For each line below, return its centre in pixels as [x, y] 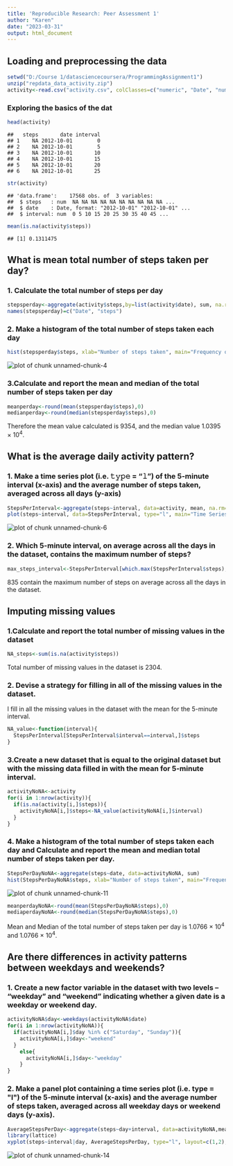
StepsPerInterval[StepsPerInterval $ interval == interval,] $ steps [106, 736]
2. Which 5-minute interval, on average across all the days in [112, 546]
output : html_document [40, 33]
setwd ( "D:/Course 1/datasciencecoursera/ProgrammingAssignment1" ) [105, 77]
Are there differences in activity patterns [97, 957]
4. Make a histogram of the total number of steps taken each [111, 842]
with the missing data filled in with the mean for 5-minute [105, 768]
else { [28, 1051]
